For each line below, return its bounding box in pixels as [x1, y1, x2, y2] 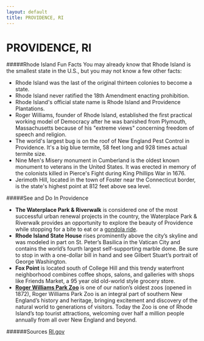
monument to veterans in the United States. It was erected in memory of [15, 163, 197, 170]
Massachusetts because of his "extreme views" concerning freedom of [15, 124, 195, 132]
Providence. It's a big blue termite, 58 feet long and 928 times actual [15, 144, 188, 151]
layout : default [6, 9, 47, 15]
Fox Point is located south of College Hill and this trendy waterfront [15, 264, 185, 272]
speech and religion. [15, 131, 67, 138]
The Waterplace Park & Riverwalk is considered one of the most [15, 206, 178, 214]
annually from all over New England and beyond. [15, 316, 137, 323]
